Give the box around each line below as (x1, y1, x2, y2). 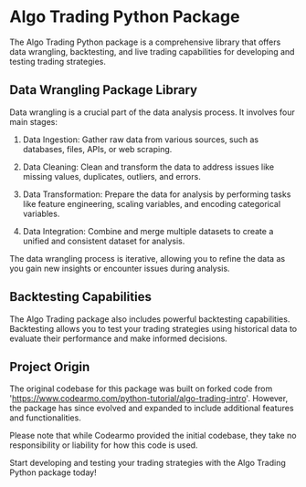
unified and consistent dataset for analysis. (22, 235, 185, 246)
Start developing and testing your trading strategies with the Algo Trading (9, 458, 286, 469)
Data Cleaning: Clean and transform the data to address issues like (22, 161, 275, 172)
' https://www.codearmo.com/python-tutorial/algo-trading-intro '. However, (9, 393, 289, 404)
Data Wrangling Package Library (9, 82, 198, 98)
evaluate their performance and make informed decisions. (9, 333, 228, 344)
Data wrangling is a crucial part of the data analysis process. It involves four (9, 107, 295, 118)
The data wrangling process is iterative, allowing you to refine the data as (9, 253, 286, 264)
